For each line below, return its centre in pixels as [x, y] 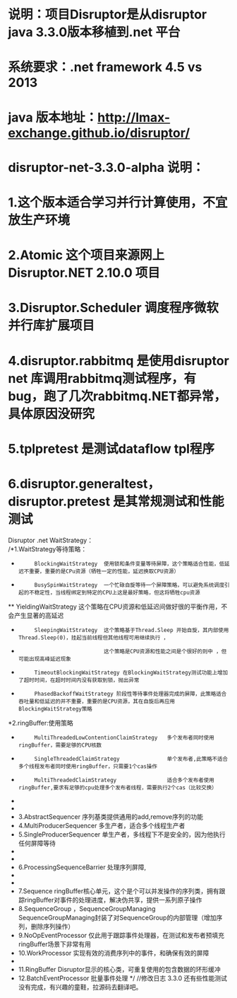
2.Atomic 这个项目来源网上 [86, 255]
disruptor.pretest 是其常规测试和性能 [116, 501]
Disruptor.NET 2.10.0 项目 [84, 273]
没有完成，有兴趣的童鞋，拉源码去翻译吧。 [80, 987]
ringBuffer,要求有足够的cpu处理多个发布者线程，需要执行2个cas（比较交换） [117, 787]
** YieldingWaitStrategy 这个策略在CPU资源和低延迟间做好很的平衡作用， [115, 607]
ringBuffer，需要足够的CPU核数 [60, 745]
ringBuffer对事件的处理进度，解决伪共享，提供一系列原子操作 [113, 900]
